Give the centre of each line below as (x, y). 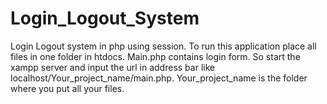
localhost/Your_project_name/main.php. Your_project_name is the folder (159, 78)
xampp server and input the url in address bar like (113, 67)
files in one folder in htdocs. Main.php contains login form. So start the (155, 56)
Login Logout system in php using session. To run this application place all (163, 46)
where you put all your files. (67, 88)
